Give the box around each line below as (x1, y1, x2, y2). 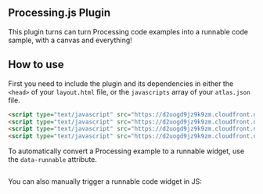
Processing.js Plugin (8, 6, 111, 20)
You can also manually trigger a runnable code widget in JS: (8, 177, 202, 186)
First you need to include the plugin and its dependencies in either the (8, 78, 234, 88)
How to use (8, 58, 64, 71)
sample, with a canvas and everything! (8, 35, 133, 45)
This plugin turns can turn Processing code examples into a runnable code (8, 27, 249, 36)
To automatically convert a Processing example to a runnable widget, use (8, 146, 245, 156)
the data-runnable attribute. (8, 155, 98, 164)
